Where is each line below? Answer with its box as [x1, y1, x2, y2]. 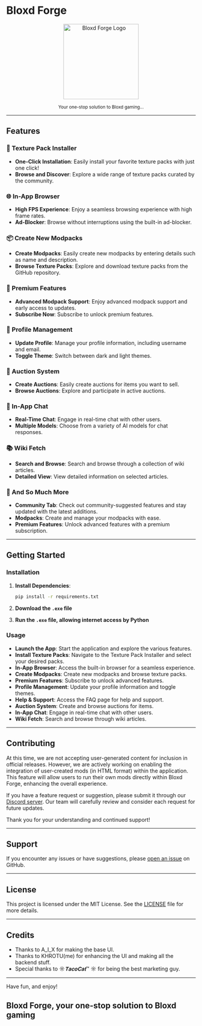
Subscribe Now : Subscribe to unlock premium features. [14, 311, 154, 318]
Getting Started [6, 550, 66, 561]
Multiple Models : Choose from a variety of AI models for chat [14, 422, 168, 429]
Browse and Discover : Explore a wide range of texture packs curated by [14, 170, 195, 178]
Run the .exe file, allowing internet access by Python [14, 616, 149, 623]
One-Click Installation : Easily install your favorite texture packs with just [14, 158, 195, 165]
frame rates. [14, 212, 46, 219]
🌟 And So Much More [6, 488, 69, 496]
